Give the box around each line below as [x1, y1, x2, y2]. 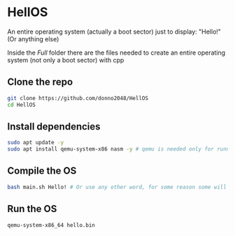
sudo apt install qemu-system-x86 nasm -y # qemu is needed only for [7, 146, 215, 153]
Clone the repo [7, 76, 73, 88]
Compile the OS [7, 165, 77, 177]
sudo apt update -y [7, 139, 64, 146]
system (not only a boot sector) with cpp [7, 55, 124, 64]
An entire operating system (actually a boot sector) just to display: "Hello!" [7, 27, 222, 36]
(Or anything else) [7, 34, 59, 43]
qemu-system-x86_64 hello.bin [7, 221, 96, 228]
